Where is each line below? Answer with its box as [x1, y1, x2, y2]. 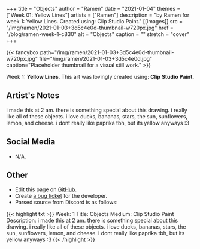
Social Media [6, 137, 56, 147]
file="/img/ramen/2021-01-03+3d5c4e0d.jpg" [38, 55, 153, 62]
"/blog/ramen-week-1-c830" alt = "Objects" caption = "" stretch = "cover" [6, 31, 190, 38]
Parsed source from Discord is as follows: [14, 198, 118, 206]
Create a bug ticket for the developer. [14, 192, 108, 200]
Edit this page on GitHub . [14, 186, 77, 193]
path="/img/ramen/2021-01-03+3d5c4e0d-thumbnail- [40, 49, 175, 56]
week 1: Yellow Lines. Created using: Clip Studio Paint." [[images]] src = [6, 18, 183, 25]
